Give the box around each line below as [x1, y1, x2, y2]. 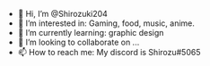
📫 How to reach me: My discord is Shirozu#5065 [17, 47, 201, 57]
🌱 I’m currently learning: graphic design [17, 28, 164, 37]
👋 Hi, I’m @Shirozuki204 [17, 9, 108, 19]
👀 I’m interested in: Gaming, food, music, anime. [17, 18, 196, 29]
